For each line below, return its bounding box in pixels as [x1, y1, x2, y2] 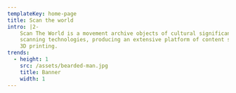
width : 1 [20, 75, 46, 83]
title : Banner [20, 69, 61, 76]
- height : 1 [13, 56, 49, 63]
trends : [7, 50, 30, 57]
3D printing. [20, 43, 58, 50]
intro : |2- [7, 23, 39, 30]
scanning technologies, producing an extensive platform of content [20, 36, 225, 43]
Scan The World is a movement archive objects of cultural [20, 29, 197, 37]
